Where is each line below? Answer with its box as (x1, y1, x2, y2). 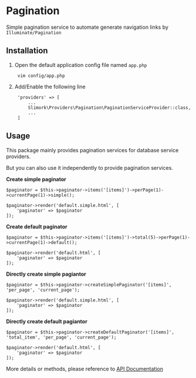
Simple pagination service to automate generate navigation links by (6, 24, 169, 31)
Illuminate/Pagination (6, 29, 62, 36)
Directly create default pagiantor (6, 317, 88, 325)
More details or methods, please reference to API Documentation (6, 365, 163, 372)
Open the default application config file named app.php (14, 61, 147, 68)
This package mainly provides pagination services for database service (6, 146, 179, 153)
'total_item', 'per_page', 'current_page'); (6, 334, 117, 340)
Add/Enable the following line (14, 83, 86, 90)
